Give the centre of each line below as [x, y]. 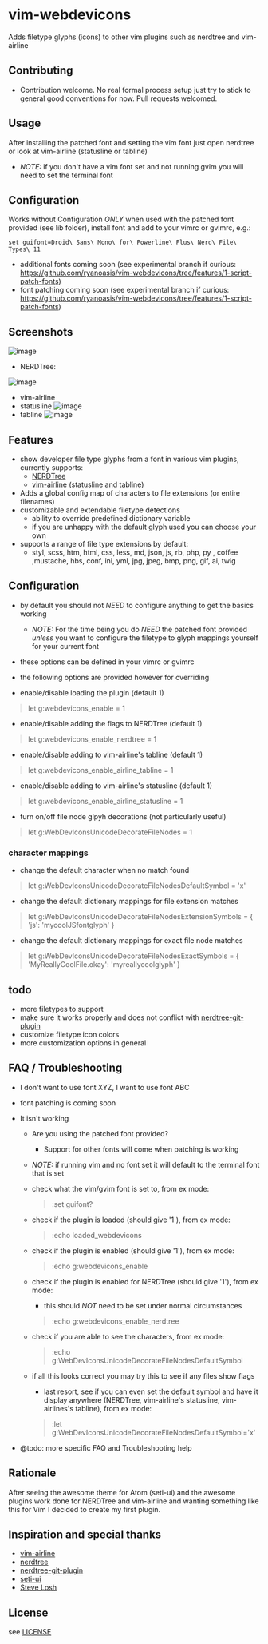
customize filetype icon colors [69, 1034]
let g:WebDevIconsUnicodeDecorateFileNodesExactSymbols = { [133, 956]
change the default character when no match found [104, 870]
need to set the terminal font [66, 175]
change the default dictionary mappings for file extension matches [129, 902]
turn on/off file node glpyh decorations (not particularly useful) [123, 816]
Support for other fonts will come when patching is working [141, 1149]
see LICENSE [30, 1632]
